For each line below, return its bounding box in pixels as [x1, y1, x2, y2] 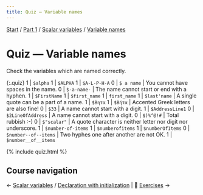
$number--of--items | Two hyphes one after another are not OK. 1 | [6, 130, 172, 138]
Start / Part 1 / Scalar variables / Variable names [6, 26, 126, 33]
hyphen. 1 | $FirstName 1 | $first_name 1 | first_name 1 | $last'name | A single [6, 92, 197, 99]
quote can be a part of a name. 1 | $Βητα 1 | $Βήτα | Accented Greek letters [6, 98, 190, 105]
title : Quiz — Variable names [6, 9, 83, 15]
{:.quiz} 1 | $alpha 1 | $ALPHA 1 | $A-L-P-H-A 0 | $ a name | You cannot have [6, 79, 188, 86]
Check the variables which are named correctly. [6, 67, 126, 74]
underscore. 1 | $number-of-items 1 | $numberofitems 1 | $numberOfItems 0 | [6, 124, 190, 132]
